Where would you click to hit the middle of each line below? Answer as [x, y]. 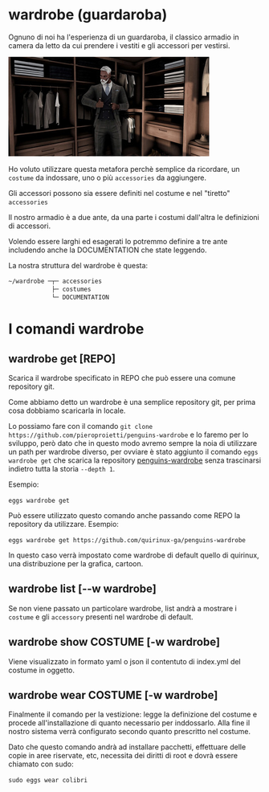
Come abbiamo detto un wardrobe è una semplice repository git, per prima [132, 402]
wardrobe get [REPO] [62, 359]
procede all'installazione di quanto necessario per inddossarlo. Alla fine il [129, 723]
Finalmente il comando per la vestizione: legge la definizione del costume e [133, 714]
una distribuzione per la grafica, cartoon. [76, 563]
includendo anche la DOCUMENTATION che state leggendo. [108, 250]
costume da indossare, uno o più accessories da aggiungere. [108, 178]
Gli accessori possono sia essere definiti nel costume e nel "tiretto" [119, 193]
